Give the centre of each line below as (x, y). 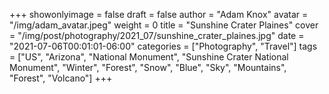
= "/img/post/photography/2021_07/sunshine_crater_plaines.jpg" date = (157, 35)
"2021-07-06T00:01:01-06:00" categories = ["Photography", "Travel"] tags (163, 46)
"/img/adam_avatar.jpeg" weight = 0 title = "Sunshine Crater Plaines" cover (164, 25)
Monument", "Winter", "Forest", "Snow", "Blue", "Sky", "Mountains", (148, 67)
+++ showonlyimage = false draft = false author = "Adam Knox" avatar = (159, 14)
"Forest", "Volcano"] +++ (61, 78)
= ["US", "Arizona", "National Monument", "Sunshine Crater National (149, 57)
